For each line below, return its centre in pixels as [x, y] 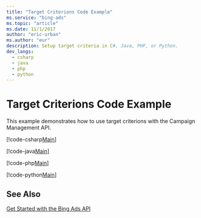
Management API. [29, 128]
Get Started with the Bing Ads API [49, 209]
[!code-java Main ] [28, 151]
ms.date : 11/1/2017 [31, 29]
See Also [23, 194]
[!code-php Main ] [28, 163]
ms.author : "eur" [28, 40]
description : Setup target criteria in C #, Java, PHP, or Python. [92, 46]
